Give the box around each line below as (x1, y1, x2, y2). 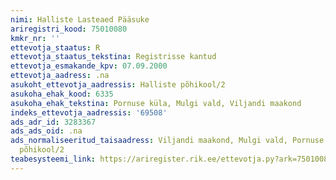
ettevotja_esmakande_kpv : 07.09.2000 (10, 61, 168, 71)
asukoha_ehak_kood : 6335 (10, 89, 114, 99)
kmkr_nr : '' (10, 33, 60, 43)
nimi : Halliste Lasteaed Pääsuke (10, 14, 150, 25)
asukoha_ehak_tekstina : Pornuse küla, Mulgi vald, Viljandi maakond (10, 98, 302, 108)
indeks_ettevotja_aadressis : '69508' (10, 107, 168, 118)
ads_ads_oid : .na (10, 126, 83, 136)
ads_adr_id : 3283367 (10, 117, 97, 127)
